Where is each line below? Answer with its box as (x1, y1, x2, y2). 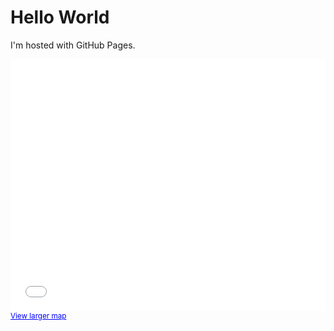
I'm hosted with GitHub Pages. (10, 39, 136, 51)
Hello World (10, 6, 110, 29)
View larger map (10, 311, 67, 321)
